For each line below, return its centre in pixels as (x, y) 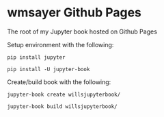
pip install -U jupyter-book (49, 69)
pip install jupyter (37, 57)
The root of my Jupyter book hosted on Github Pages (82, 31)
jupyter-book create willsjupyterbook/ (64, 94)
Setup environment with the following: (60, 44)
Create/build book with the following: (59, 82)
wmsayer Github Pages (74, 13)
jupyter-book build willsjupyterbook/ (62, 106)
